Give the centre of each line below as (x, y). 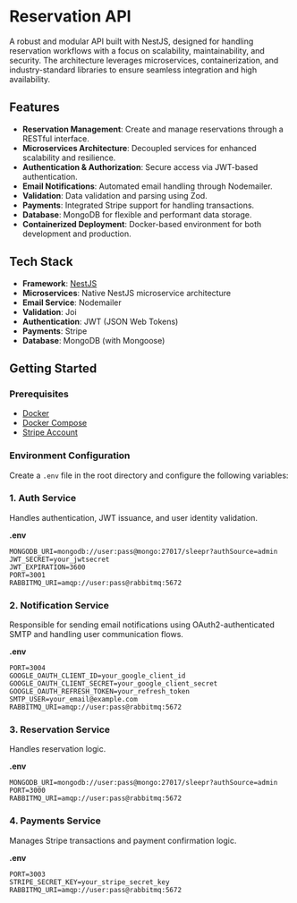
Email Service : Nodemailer (72, 302)
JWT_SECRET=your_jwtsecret (59, 559)
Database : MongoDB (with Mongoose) (93, 340)
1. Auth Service (43, 498)
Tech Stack (41, 262)
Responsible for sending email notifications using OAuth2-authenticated (142, 625)
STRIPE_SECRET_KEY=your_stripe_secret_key (89, 882)
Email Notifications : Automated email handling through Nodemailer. (147, 186)
